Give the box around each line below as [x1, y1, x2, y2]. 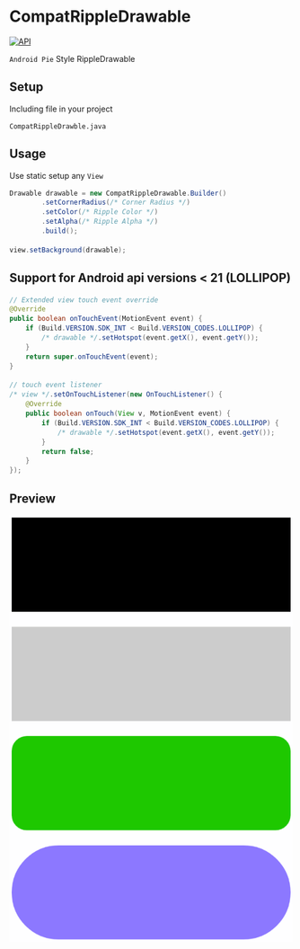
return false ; [41, 447, 94, 456]
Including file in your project [9, 103, 113, 114]
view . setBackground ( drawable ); [9, 245, 127, 254]
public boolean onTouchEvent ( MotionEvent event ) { [9, 315, 203, 324]
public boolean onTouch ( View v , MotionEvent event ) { [25, 409, 231, 418]
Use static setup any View [9, 170, 104, 181]
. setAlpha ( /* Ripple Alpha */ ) [41, 217, 159, 226]
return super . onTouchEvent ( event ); [25, 352, 159, 361]
